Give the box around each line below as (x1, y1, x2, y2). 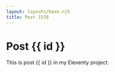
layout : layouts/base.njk (6, 8, 70, 15)
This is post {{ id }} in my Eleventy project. (6, 59, 110, 66)
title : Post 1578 (6, 14, 49, 20)
